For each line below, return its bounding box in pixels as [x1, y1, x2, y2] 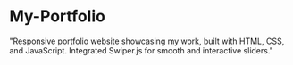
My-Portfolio [9, 6, 105, 27]
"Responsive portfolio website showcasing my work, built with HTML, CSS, [9, 36, 285, 46]
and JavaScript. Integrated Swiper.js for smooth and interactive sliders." [9, 45, 274, 55]
